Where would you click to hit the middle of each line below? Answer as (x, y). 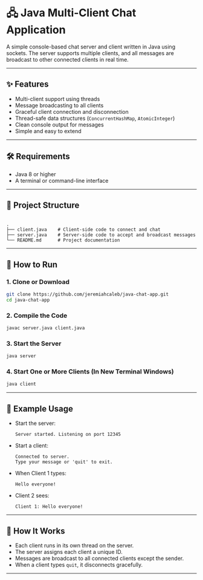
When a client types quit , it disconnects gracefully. (79, 564)
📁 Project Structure (43, 205)
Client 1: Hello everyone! (49, 507)
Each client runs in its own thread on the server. (74, 545)
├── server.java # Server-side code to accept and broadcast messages (101, 235)
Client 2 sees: (32, 496)
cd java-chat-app (28, 300)
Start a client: (31, 446)
